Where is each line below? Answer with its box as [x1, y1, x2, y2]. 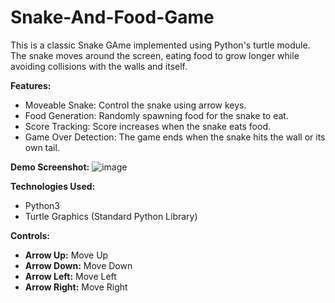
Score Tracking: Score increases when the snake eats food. [24, 120, 271, 132]
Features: [10, 79, 52, 91]
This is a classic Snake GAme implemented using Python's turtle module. [10, 39, 311, 51]
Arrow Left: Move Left [24, 270, 117, 282]
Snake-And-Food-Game [10, 6, 215, 29]
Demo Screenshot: [10, 161, 90, 173]
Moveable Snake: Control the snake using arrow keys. [24, 99, 247, 111]
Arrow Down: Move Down [24, 259, 133, 271]
